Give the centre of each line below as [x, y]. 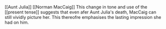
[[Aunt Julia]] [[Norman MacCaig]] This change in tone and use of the [76, 7]
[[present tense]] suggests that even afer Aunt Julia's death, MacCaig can [81, 12]
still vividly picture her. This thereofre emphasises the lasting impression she [83, 17]
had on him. [17, 22]
